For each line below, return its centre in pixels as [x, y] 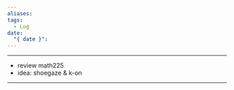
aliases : [20, 13]
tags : [15, 20]
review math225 [40, 66]
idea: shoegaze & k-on [49, 73]
